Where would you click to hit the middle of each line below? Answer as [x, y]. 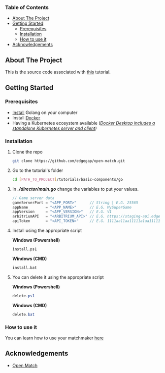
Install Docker [26, 117]
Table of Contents [27, 7]
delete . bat [23, 314]
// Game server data [33, 198]
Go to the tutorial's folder [38, 170]
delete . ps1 [23, 296]
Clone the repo [27, 152]
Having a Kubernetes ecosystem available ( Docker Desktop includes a [83, 123]
